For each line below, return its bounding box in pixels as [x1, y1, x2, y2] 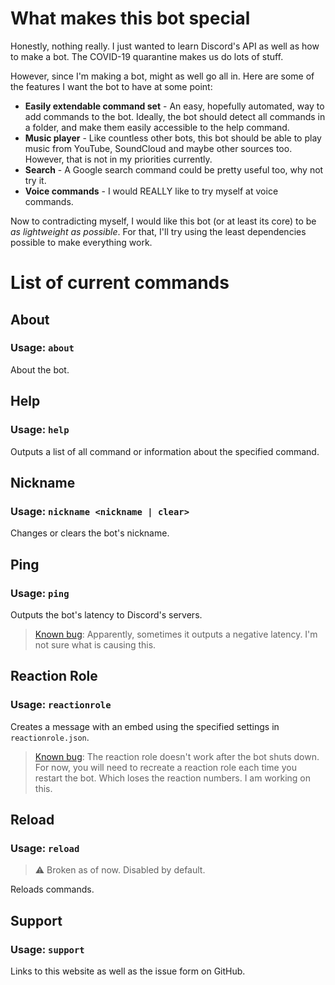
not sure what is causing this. [34, 638, 157, 651]
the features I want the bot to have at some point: [10, 80, 213, 92]
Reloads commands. [10, 883, 95, 896]
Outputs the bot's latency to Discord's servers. [10, 608, 203, 621]
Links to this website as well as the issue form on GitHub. [10, 965, 246, 977]
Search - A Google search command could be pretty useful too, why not [24, 163, 324, 176]
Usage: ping [10, 586, 70, 600]
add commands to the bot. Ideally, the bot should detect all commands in [24, 110, 326, 122]
